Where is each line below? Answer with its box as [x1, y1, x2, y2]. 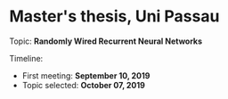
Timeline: [9, 53, 44, 63]
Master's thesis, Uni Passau [9, 6, 220, 27]
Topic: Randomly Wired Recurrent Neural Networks [9, 36, 203, 46]
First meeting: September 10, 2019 [21, 70, 151, 81]
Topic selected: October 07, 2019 [21, 79, 145, 90]
